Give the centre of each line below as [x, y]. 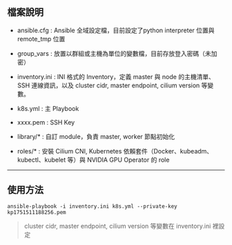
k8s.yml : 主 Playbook [48, 108]
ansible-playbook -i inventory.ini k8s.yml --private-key [92, 206]
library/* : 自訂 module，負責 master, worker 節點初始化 [96, 136]
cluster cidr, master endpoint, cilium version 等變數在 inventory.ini [117, 226]
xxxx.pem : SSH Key [46, 122]
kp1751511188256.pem [37, 212]
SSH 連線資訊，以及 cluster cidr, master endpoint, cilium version [108, 85]
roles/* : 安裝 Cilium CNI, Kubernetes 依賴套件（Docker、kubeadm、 [115, 151]
